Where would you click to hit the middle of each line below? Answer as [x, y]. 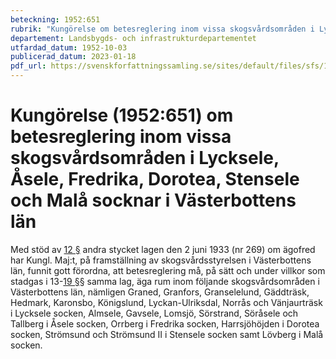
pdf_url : [28, 66]
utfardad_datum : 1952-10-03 [69, 47]
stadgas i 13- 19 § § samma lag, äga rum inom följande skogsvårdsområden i [165, 281]
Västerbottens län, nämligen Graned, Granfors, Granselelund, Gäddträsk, [160, 292]
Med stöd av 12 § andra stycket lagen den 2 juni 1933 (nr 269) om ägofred [163, 249]
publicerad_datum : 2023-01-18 [73, 57]
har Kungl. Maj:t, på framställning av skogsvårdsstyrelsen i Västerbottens [161, 260]
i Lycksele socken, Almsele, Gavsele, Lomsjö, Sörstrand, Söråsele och [154, 313]
